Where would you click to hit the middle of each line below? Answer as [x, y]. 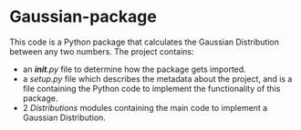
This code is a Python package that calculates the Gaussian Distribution [145, 42]
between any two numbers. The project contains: [102, 51]
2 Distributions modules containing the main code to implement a [145, 107]
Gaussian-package [83, 17]
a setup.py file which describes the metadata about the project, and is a [157, 78]
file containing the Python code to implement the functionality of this [151, 88]
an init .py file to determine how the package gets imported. [134, 69]
